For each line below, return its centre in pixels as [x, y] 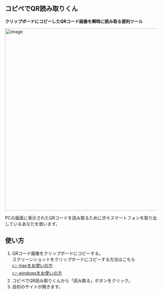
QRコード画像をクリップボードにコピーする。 [57, 253]
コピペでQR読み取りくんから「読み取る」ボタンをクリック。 [72, 280]
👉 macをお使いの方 [32, 265]
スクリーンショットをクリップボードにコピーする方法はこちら [74, 259]
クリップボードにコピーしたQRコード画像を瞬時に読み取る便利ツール [74, 21]
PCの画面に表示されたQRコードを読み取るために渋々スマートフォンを [75, 218]
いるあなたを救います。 [37, 224]
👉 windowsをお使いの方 [37, 273]
